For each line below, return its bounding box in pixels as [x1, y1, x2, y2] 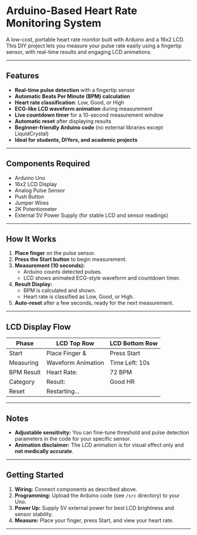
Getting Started [6, 470, 64, 480]
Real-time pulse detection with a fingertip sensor [14, 86, 135, 93]
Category [9, 378, 35, 386]
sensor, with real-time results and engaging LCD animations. [6, 48, 152, 55]
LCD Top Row [56, 339, 95, 347]
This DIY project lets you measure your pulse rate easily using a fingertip [6, 42, 182, 49]
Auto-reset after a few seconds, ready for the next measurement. [14, 299, 174, 306]
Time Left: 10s [109, 359, 150, 367]
